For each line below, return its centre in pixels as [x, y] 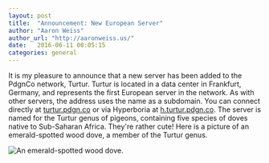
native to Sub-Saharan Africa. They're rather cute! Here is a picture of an [129, 126]
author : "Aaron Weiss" [46, 30]
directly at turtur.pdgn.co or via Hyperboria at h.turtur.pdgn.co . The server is [135, 109]
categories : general [43, 53]
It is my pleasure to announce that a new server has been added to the [125, 76]
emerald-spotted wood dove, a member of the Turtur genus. [108, 135]
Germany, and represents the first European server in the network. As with [131, 92]
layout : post [30, 16]
